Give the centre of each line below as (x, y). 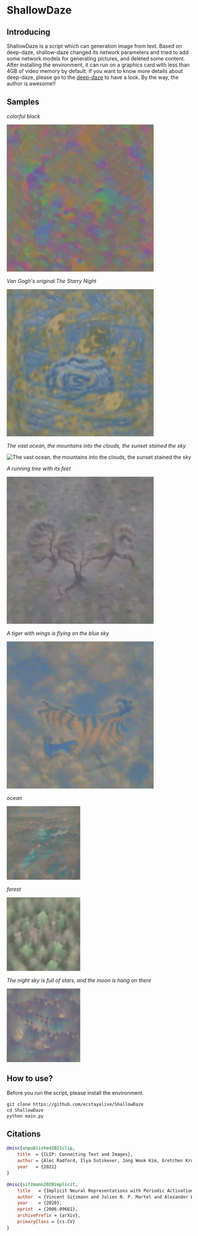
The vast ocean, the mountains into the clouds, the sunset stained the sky (96, 445)
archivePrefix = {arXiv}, (49, 1215)
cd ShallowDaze (25, 1110)
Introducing (28, 32)
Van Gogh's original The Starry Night (51, 281)
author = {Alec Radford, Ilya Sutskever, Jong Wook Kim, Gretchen (100, 1161)
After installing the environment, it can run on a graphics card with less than (98, 65)
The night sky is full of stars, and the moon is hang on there (79, 980)
